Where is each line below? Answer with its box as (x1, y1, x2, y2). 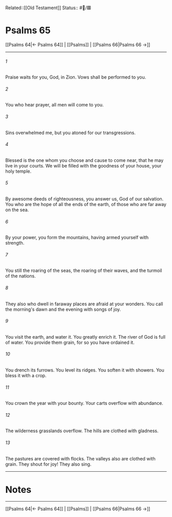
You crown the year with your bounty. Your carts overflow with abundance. (5, 400, 164, 407)
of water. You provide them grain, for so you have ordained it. (5, 339, 135, 345)
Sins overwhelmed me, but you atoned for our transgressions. (5, 130, 136, 136)
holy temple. (5, 168, 32, 174)
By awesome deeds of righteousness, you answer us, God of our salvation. (5, 195, 164, 202)
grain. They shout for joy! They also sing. (5, 461, 92, 467)
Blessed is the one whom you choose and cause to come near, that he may (5, 157, 164, 163)
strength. (5, 240, 25, 246)
